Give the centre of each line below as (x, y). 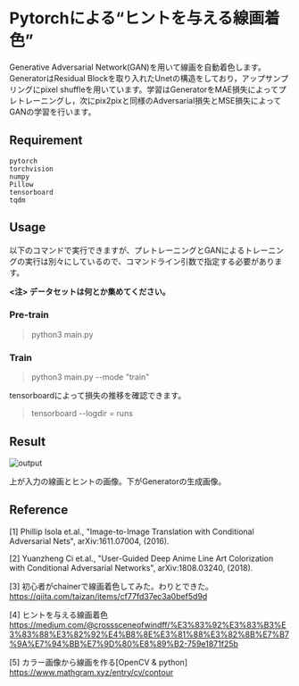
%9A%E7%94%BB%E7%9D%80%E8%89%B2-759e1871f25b (124, 643)
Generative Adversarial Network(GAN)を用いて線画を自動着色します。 (137, 67)
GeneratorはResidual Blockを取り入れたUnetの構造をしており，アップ (137, 78)
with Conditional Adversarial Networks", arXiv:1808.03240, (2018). (131, 567)
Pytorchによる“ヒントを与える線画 (137, 18)
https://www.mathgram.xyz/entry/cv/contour (91, 672)
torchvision (31, 169)
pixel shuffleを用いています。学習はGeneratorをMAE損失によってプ (163, 89)
